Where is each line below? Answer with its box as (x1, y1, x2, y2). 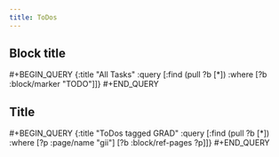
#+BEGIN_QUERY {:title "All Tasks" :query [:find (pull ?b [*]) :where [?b (9, 69, 267, 80)
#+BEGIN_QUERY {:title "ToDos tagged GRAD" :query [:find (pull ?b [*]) (9, 128, 270, 138)
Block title (9, 46, 67, 61)
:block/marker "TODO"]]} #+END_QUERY (9, 79, 159, 90)
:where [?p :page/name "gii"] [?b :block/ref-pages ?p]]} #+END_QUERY (9, 137, 270, 148)
